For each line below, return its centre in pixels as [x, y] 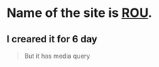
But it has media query [57, 56]
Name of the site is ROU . [79, 13]
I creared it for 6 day [52, 39]
